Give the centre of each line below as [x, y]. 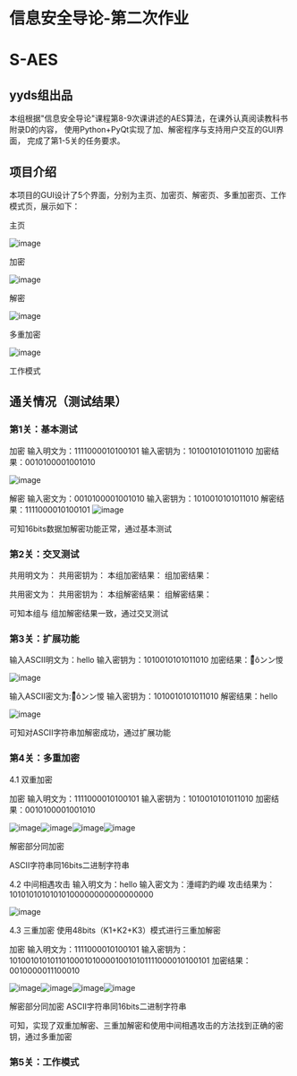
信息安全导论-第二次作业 [99, 18]
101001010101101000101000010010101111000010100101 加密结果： [130, 960]
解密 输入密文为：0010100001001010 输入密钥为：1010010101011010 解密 [143, 498]
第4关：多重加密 [45, 758]
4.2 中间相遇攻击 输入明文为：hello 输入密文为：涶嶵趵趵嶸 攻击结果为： [142, 884]
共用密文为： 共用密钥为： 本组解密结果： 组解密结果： [110, 594]
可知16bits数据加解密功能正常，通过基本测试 [91, 529]
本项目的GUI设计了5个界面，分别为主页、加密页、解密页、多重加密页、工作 [148, 195]
